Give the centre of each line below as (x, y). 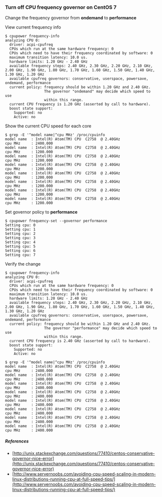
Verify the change (23, 264)
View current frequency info (33, 27)
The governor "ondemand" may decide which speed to (97, 91)
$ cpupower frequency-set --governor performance (56, 221)
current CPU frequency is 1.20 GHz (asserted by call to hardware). (80, 104)
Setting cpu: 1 (20, 230)
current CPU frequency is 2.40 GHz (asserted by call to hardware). (80, 341)
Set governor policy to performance (41, 212)
